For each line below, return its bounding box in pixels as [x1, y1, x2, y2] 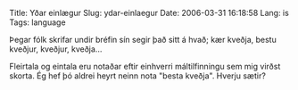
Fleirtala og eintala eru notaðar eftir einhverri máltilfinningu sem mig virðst [9, 61, 281, 71]
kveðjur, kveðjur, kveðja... [9, 44, 103, 54]
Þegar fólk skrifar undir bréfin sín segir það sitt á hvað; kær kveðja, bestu [9, 35, 277, 45]
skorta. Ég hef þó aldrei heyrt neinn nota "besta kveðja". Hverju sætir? [9, 70, 266, 81]
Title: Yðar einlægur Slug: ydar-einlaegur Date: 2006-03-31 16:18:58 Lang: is [9, 8, 290, 18]
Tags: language [9, 17, 66, 28]
